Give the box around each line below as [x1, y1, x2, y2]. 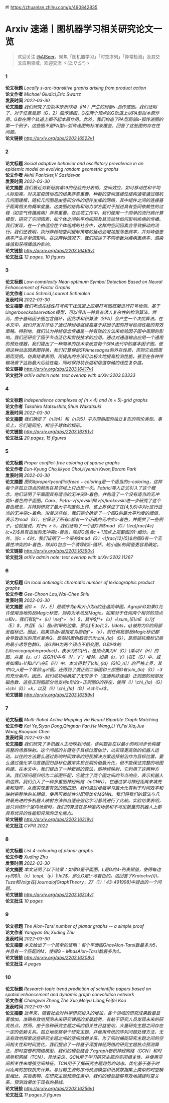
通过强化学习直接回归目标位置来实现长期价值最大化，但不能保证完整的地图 [9, 760, 163, 766]
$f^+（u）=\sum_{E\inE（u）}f [93, 616, 154, 622]
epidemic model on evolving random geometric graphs [5, 166, 119, 172]
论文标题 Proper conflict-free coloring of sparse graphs [5, 460, 120, 466]
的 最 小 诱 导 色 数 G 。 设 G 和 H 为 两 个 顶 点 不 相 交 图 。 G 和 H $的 [5, 641, 121, 647]
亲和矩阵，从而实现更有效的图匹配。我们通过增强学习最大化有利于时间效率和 [5, 785, 163, 791]
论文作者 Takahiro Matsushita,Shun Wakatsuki [5, 403, 101, 409]
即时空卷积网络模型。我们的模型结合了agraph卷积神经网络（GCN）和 [14, 1048, 157, 1054]
